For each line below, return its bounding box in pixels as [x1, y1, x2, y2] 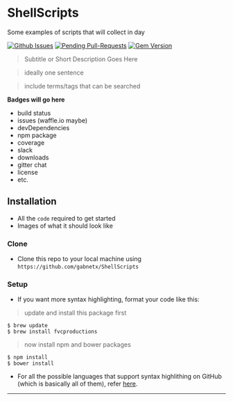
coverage [17, 138, 45, 147]
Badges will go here [7, 95, 65, 104]
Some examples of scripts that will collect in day [7, 28, 146, 36]
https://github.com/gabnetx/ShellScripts [17, 263, 139, 271]
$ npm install [7, 354, 49, 361]
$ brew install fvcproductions [7, 329, 98, 336]
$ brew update [7, 322, 49, 329]
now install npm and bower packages [24, 340, 132, 349]
